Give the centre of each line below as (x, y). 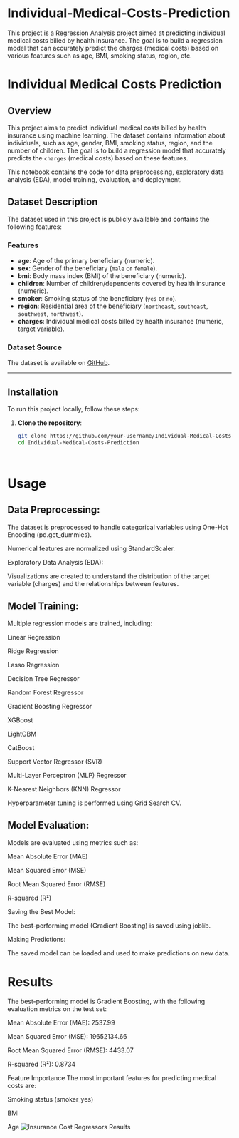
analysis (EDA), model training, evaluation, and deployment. (95, 179)
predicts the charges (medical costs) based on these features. (98, 158)
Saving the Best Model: (42, 911)
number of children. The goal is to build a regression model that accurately (117, 150)
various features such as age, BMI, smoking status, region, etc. (100, 56)
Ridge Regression (33, 651)
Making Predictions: (37, 939)
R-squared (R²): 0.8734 (42, 1065)
